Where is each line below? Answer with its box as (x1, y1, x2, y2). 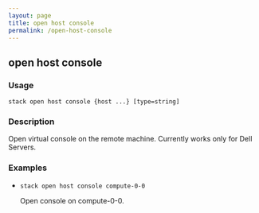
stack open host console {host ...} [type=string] (8, 98, 180, 106)
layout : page (8, 11, 52, 20)
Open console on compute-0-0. (19, 196, 125, 205)
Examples (8, 162, 48, 173)
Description (8, 116, 55, 127)
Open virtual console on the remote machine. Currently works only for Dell (8, 134, 253, 144)
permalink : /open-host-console (8, 26, 112, 34)
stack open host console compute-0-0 (19, 182, 146, 190)
